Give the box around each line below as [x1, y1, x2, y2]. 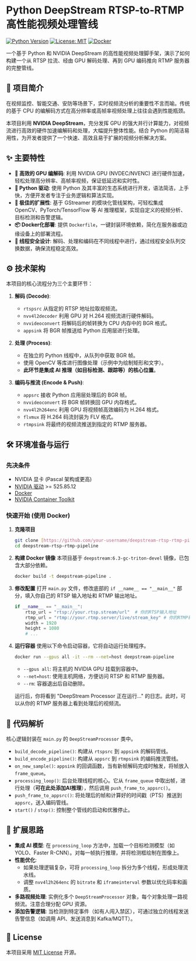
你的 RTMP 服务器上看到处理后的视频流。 [24, 700, 124, 707]
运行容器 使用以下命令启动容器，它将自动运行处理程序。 [14, 642, 149, 649]
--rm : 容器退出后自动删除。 [23, 680, 89, 687]
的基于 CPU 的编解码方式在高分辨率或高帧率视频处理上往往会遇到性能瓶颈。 [6, 107, 188, 114]
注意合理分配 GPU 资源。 [30, 900, 90, 907]
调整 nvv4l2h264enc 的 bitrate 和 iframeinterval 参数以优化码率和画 [23, 878, 188, 885]
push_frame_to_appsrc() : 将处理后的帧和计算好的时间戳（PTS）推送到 [14, 792, 183, 799]
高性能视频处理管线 [6, 18, 99, 31]
